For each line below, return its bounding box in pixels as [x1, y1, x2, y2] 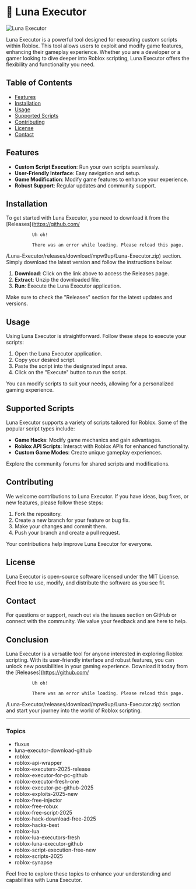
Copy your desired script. [14, 357, 76, 364]
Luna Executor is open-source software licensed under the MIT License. [6, 573, 180, 580]
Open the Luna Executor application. [14, 350, 103, 357]
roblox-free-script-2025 [14, 809, 73, 816]
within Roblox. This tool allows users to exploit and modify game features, [6, 42, 183, 49]
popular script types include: [6, 425, 75, 432]
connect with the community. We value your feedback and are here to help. [6, 618, 187, 625]
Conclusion [6, 635, 49, 645]
